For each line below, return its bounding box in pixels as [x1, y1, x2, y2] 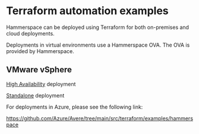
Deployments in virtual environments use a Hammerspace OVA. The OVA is [6, 41, 190, 48]
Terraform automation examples [6, 4, 169, 18]
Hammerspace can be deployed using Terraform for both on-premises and [6, 24, 189, 31]
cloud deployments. [6, 30, 55, 37]
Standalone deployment [6, 91, 65, 99]
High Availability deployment [6, 80, 76, 87]
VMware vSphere [6, 65, 72, 75]
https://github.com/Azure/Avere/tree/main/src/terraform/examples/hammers [6, 115, 194, 122]
